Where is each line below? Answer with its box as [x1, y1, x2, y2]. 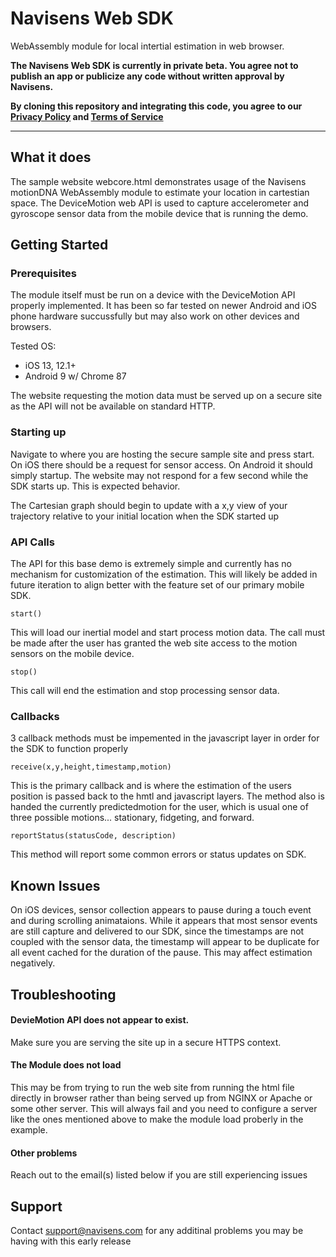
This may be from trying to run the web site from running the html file [10, 1081, 295, 1093]
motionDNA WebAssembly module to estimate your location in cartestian [10, 186, 310, 198]
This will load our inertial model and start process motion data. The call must [10, 627, 326, 639]
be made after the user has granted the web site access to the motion [10, 637, 298, 649]
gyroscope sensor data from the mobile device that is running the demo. [10, 207, 309, 219]
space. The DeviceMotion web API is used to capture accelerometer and [10, 197, 310, 209]
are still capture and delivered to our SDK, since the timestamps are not [10, 925, 305, 937]
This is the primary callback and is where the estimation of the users [10, 780, 293, 792]
